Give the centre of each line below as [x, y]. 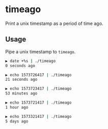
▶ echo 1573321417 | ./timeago [38, 116]
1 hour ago [17, 107]
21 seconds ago [21, 80]
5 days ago [17, 121]
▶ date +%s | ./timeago [31, 61]
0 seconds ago [20, 66]
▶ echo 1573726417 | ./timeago [38, 75]
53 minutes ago [21, 93]
